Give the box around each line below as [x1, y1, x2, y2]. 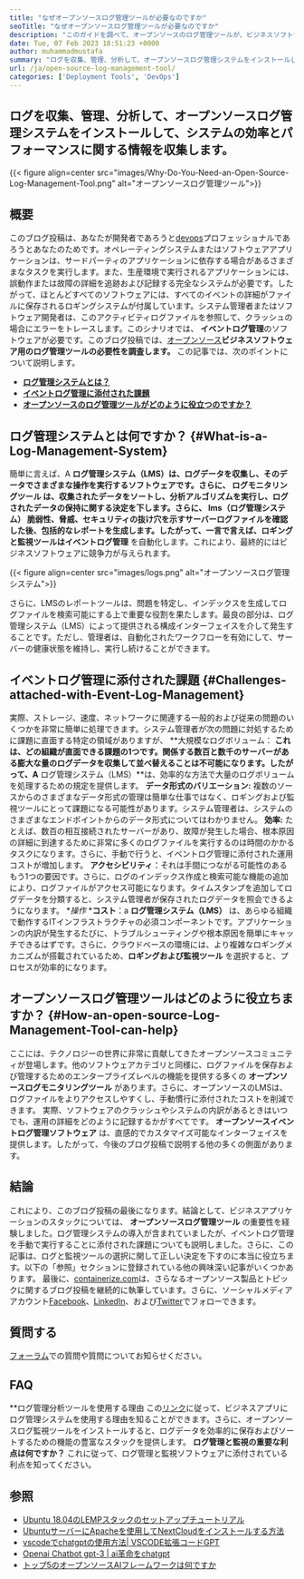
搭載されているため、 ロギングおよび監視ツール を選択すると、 [48, 950, 280, 961]
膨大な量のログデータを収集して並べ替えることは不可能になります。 [16, 758, 270, 768]
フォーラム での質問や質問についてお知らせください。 [9, 1350, 207, 1361]
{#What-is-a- [189, 428, 269, 444]
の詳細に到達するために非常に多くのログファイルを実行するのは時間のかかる [9, 837, 295, 848]
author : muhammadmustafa [9, 47, 103, 56]
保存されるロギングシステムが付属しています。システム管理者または [24, 300, 278, 311]
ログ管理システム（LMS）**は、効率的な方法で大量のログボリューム [40, 769, 295, 780]
